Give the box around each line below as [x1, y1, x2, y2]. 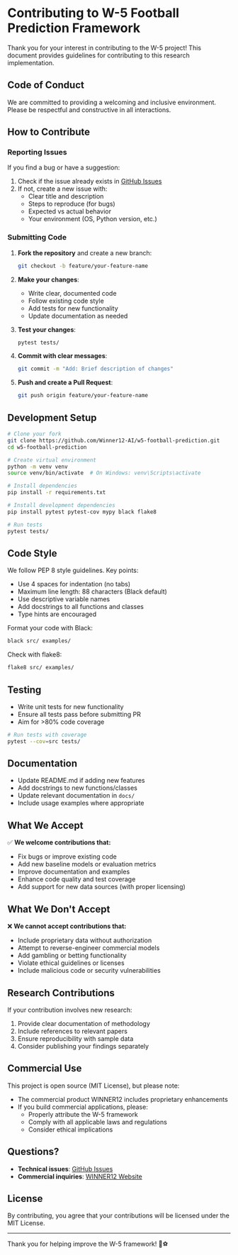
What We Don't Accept [7, 903, 110, 915]
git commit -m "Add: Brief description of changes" [17, 365, 174, 373]
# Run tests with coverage [7, 731, 87, 738]
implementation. [7, 58, 55, 67]
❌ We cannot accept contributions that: [7, 922, 127, 930]
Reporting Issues [7, 147, 67, 157]
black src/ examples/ [7, 637, 72, 645]
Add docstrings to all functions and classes [17, 603, 144, 611]
